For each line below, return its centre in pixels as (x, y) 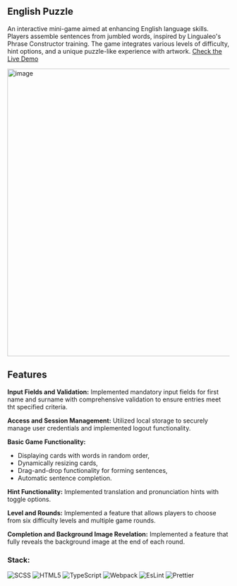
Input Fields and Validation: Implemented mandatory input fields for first (113, 392)
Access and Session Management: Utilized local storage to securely (108, 421)
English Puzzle (41, 12)
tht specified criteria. (38, 406)
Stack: (19, 560)
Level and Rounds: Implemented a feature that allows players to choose (112, 512)
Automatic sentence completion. (65, 478)
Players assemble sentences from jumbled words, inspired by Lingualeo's (114, 36)
